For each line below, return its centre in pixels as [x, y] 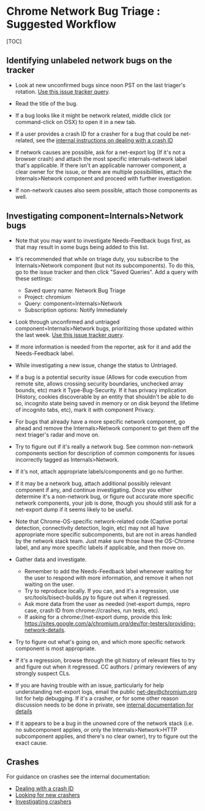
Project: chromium [47, 297]
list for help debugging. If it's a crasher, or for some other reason [97, 698]
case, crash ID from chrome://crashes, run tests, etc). [92, 610]
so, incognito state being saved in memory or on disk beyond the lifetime [107, 403]
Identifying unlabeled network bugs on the [89, 60]
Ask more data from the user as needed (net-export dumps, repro [107, 603]
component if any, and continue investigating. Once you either [94, 490]
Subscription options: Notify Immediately [76, 310]
